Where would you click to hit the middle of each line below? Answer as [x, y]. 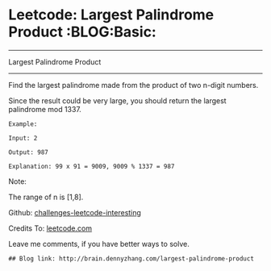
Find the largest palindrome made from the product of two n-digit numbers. [133, 85]
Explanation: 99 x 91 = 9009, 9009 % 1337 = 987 [92, 166]
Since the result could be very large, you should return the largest [118, 100]
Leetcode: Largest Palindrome [111, 15]
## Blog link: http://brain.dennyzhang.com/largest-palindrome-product [131, 258]
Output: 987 [28, 152]
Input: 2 [23, 138]
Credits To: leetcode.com [50, 228]
